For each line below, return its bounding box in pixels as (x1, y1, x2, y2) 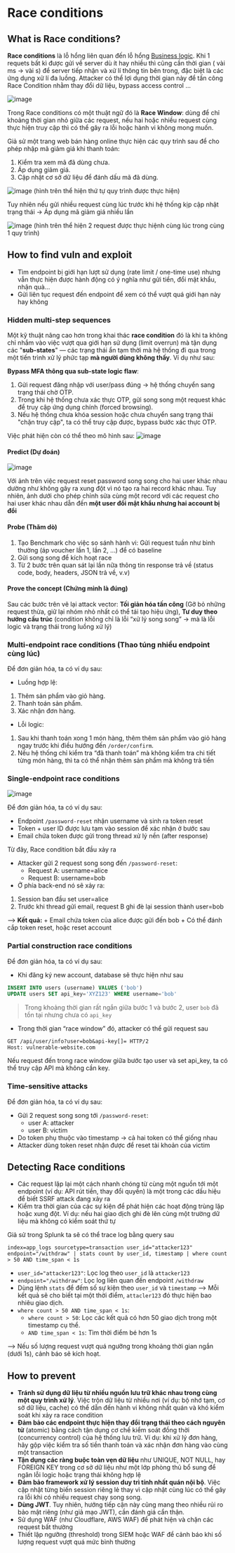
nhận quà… (17, 282, 51, 291)
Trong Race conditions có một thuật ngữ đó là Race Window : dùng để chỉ (7, 109, 220, 117)
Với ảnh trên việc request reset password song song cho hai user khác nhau (7, 477, 227, 485)
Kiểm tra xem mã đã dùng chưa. (17, 158, 110, 166)
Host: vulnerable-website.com (7, 1044, 96, 1051)
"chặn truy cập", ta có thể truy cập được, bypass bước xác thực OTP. (17, 418, 217, 426)
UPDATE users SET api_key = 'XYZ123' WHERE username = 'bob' (7, 991, 177, 998)
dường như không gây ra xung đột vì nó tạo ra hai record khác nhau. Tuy (7, 484, 217, 493)
